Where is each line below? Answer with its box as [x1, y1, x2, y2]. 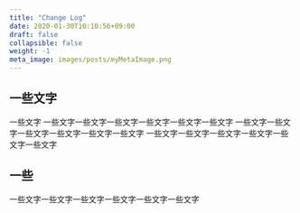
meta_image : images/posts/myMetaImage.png [9, 55, 172, 64]
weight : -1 [9, 47, 51, 56]
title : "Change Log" [9, 13, 88, 23]
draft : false [9, 30, 59, 39]
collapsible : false [9, 38, 83, 48]
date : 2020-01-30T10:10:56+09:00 [9, 22, 136, 31]
